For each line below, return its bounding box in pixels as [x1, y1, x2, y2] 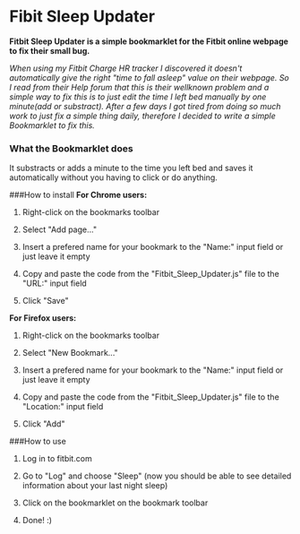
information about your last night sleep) [21, 480, 168, 491]
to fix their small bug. [9, 45, 90, 56]
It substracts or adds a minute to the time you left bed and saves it [9, 163, 253, 174]
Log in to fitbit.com [21, 453, 92, 464]
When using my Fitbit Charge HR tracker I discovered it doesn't [9, 63, 243, 73]
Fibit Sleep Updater [9, 6, 155, 27]
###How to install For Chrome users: [9, 190, 148, 201]
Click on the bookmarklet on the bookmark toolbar [21, 497, 209, 508]
